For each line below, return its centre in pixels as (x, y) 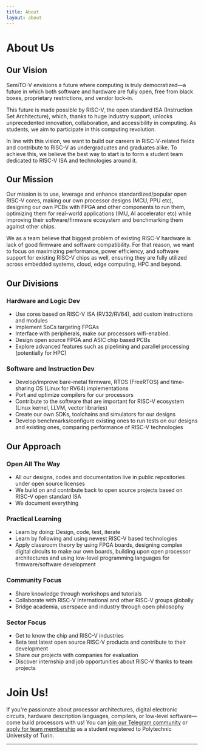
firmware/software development (55, 564)
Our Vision (27, 70)
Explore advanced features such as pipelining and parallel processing (102, 346)
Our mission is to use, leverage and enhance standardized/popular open (97, 194)
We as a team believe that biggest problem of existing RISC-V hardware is (99, 238)
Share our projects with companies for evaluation (76, 655)
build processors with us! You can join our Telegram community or (105, 722)
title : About (23, 12)
